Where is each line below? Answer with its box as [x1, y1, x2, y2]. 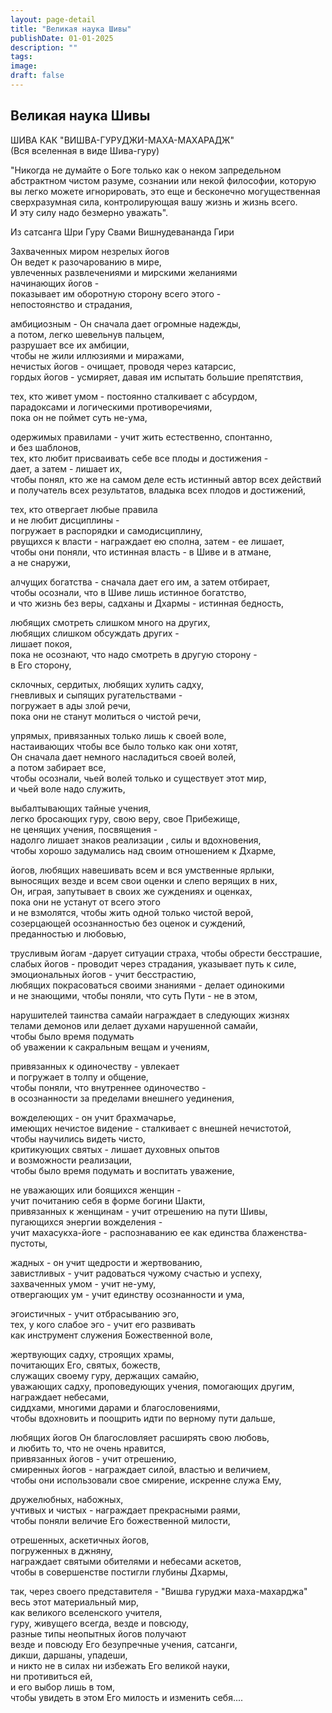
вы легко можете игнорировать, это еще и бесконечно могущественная [10, 185, 321, 197]
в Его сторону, [10, 659, 72, 671]
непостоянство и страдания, [10, 298, 133, 310]
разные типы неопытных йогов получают [10, 1627, 187, 1640]
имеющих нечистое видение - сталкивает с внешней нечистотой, [10, 1122, 292, 1134]
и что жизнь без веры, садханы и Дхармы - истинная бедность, [10, 597, 285, 609]
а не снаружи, [10, 556, 72, 568]
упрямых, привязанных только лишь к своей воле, [10, 729, 227, 741]
